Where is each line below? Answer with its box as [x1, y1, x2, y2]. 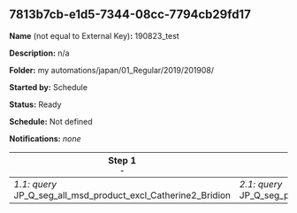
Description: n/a [9, 48, 70, 58]
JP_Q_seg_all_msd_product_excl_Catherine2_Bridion [13, 189, 232, 202]
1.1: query [13, 178, 57, 190]
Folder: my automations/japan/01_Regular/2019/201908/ [9, 65, 215, 75]
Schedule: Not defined [9, 116, 93, 126]
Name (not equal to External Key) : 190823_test [9, 30, 179, 41]
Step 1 [108, 154, 137, 166]
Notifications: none [9, 133, 81, 144]
